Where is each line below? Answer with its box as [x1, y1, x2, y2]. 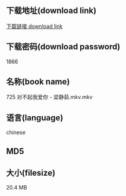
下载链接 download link [6, 23, 63, 30]
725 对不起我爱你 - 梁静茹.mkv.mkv [6, 94, 93, 101]
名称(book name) [6, 77, 70, 87]
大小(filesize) [6, 168, 55, 178]
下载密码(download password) [6, 42, 121, 52]
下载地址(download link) [6, 5, 97, 16]
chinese [6, 129, 26, 136]
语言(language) [6, 113, 64, 123]
